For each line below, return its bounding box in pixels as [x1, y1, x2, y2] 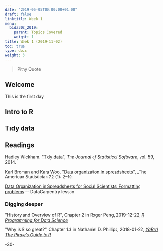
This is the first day [5, 94, 44, 100]
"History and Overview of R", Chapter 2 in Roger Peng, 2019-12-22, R [5, 212, 145, 218]
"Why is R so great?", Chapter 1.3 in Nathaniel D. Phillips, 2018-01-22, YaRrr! [5, 226, 158, 233]
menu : [5, 21, 16, 26]
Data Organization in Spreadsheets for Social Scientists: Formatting [5, 183, 141, 189]
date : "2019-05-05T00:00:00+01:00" [5, 7, 78, 12]
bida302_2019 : [9, 25, 38, 30]
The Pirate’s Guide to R [5, 232, 51, 238]
